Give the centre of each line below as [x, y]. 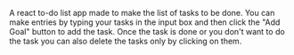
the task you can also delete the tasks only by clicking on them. [126, 41]
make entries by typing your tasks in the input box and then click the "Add [145, 22]
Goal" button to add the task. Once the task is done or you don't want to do [147, 31]
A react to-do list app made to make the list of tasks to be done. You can [142, 13]
